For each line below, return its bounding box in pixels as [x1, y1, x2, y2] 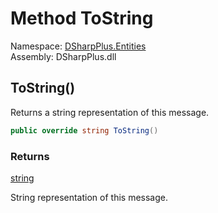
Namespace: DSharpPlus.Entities [10, 40, 147, 52]
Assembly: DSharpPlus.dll [10, 50, 117, 62]
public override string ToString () [10, 125, 159, 136]
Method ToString [10, 7, 154, 30]
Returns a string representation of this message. [10, 106, 210, 118]
